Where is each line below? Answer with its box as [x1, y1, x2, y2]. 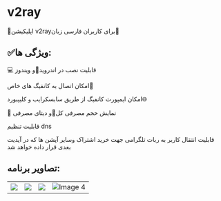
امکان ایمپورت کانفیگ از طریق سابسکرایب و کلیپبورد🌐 [7, 94, 147, 103]
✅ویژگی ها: [7, 47, 52, 59]
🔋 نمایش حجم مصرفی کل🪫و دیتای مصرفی [7, 108, 117, 117]
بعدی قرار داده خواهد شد [7, 142, 71, 151]
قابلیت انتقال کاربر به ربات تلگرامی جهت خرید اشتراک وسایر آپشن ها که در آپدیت [7, 135, 215, 143]
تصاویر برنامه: [7, 162, 61, 174]
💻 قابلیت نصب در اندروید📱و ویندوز [7, 65, 97, 74]
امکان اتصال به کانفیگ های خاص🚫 [7, 81, 94, 89]
